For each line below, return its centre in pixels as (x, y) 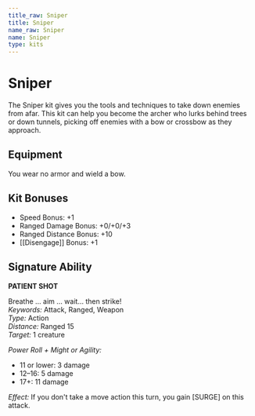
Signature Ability (50, 267)
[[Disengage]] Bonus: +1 (58, 242)
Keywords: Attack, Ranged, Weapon (66, 309)
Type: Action (29, 318)
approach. (25, 130)
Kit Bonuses (38, 198)
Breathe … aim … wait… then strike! (65, 301)
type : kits (26, 45)
